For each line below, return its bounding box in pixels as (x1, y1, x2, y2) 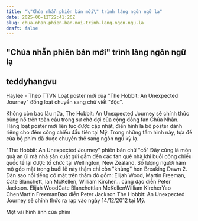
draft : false (6, 25, 38, 31)
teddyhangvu (6, 76, 57, 87)
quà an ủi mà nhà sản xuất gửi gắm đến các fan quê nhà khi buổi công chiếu (6, 153, 192, 160)
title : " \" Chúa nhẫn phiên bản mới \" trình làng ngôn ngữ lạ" (6, 8, 163, 15)
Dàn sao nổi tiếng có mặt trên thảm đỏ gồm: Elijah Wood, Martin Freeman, (6, 172, 186, 179)
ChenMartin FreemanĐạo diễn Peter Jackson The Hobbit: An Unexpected (6, 191, 185, 198)
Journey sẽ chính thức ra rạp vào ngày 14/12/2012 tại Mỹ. (6, 197, 146, 204)
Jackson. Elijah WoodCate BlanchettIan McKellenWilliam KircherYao (6, 184, 171, 191)
